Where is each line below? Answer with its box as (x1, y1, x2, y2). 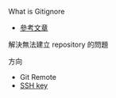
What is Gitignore (8, 7, 65, 16)
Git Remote (19, 73, 57, 81)
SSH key (19, 81, 48, 90)
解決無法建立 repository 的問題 (8, 40, 109, 49)
